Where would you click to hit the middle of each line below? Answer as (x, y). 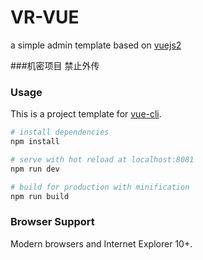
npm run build (40, 196)
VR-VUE (45, 17)
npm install (35, 142)
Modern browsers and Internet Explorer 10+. (101, 243)
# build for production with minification (100, 187)
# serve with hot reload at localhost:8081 (102, 159)
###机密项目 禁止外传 (55, 65)
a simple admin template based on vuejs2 (96, 45)
